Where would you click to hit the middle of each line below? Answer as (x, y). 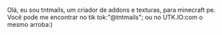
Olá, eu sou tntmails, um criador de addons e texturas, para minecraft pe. (111, 10)
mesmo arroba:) (30, 24)
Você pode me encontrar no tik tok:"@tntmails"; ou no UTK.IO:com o (105, 17)
